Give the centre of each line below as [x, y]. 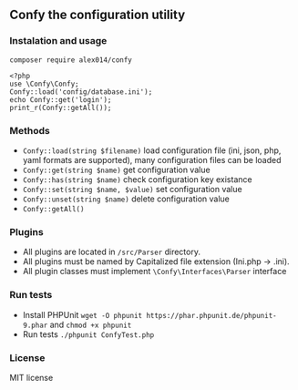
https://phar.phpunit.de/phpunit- [211, 315]
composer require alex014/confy [71, 60]
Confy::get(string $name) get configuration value [117, 169]
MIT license [31, 377]
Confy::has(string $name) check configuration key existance [137, 179]
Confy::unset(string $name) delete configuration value [126, 199]
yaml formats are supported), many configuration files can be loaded [152, 159]
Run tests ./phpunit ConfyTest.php [88, 334]
